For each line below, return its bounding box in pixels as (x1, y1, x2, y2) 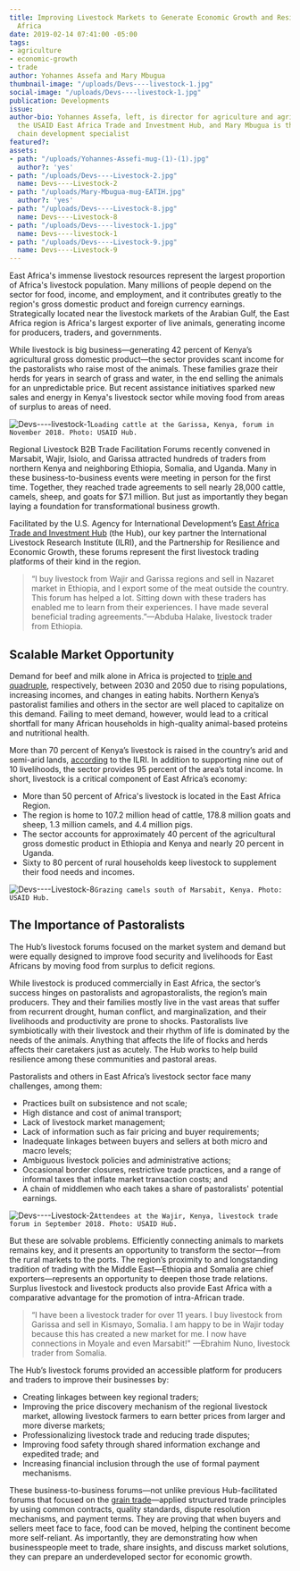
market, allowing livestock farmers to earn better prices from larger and (21, 1410, 286, 1421)
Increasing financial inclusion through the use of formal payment (21, 1458, 261, 1468)
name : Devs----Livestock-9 (17, 246, 118, 255)
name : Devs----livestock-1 (17, 229, 118, 238)
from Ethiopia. (30, 621, 83, 632)
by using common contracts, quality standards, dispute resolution (9, 1503, 251, 1515)
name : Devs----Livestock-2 (17, 180, 118, 189)
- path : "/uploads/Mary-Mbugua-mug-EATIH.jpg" (9, 188, 186, 197)
